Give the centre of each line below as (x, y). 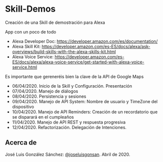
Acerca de (21, 143)
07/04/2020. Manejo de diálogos (45, 91)
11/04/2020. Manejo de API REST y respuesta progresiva (69, 122)
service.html (25, 67)
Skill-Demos (30, 9)
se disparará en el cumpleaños (43, 117)
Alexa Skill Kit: (26, 46)
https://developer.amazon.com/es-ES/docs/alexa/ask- (96, 46)
